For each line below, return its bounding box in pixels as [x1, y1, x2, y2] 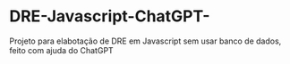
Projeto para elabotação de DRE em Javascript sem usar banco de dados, [9, 36, 282, 46]
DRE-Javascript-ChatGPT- [9, 6, 210, 27]
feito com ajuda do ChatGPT [9, 44, 114, 55]
